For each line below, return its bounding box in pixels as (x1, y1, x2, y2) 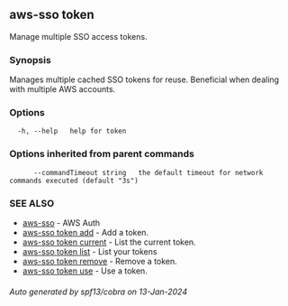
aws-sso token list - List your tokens (22, 246, 157, 256)
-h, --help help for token (17, 126, 127, 136)
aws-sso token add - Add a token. (22, 227, 149, 237)
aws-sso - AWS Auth (22, 218, 101, 228)
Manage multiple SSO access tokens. (9, 31, 148, 42)
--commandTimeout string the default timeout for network (32, 168, 264, 177)
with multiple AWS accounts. (9, 84, 116, 95)
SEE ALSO (9, 197, 55, 209)
